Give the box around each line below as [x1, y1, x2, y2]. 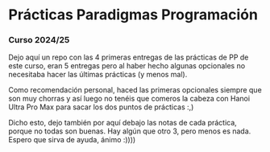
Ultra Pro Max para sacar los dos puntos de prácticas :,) [8, 102, 194, 112]
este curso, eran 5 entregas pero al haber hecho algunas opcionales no [8, 61, 246, 71]
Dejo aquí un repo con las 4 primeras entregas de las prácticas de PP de [8, 52, 249, 62]
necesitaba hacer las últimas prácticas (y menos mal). [8, 70, 188, 80]
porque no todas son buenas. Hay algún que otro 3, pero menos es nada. [8, 126, 251, 136]
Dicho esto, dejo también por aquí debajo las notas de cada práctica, [8, 118, 238, 128]
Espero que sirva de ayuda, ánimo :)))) [8, 135, 136, 145]
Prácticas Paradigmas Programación [8, 6, 258, 24]
